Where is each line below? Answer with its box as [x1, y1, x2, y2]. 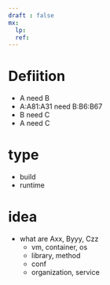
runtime [19, 180, 46, 190]
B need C [19, 110, 50, 120]
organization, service [31, 268, 100, 277]
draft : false [8, 11, 55, 20]
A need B [19, 94, 49, 103]
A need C [19, 119, 50, 128]
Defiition [8, 68, 65, 85]
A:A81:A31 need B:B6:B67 [19, 102, 103, 111]
